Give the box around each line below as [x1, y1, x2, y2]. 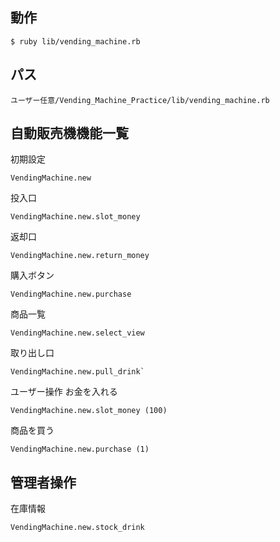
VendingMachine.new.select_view [10, 328, 145, 338]
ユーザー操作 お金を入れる [10, 386, 118, 398]
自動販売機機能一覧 [10, 125, 129, 142]
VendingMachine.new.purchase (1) [10, 444, 150, 455]
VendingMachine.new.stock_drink [10, 523, 145, 533]
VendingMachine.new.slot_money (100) [10, 406, 168, 416]
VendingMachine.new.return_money [10, 251, 150, 261]
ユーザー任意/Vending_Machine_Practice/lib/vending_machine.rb [10, 95, 270, 105]
